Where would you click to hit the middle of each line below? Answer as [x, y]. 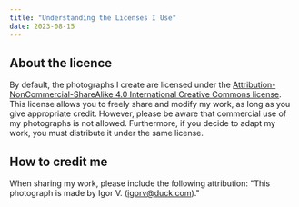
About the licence [61, 63]
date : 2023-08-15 [42, 26]
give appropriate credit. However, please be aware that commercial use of [148, 113]
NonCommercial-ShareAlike [61, 94]
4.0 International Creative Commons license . [198, 94]
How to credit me [59, 161]
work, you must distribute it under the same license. [107, 133]
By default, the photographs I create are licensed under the [120, 85]
